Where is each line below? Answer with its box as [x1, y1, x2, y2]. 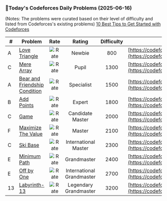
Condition [19, 88, 42, 95]
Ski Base [19, 142, 40, 149]
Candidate [68, 110, 93, 117]
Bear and [19, 75, 41, 82]
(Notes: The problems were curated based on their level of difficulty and [5, 16, 153, 22]
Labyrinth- [19, 182, 45, 189]
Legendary [68, 182, 93, 189]
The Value [19, 130, 43, 137]
